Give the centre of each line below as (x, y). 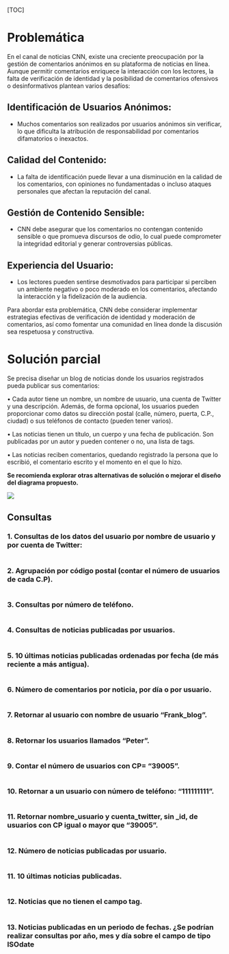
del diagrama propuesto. (43, 482)
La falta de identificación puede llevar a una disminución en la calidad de (119, 176)
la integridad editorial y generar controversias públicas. (95, 244)
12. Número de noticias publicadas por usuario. (87, 850)
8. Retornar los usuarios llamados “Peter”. (78, 741)
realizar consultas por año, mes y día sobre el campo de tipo (109, 935)
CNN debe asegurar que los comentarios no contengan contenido (110, 229)
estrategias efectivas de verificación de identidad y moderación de (101, 317)
